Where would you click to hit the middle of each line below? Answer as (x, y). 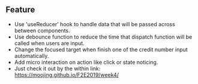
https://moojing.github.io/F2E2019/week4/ (67, 74)
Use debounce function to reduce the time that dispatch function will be (103, 37)
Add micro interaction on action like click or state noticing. (86, 62)
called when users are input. (49, 43)
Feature (20, 10)
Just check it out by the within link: (57, 69)
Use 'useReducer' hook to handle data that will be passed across (94, 24)
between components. (42, 30)
